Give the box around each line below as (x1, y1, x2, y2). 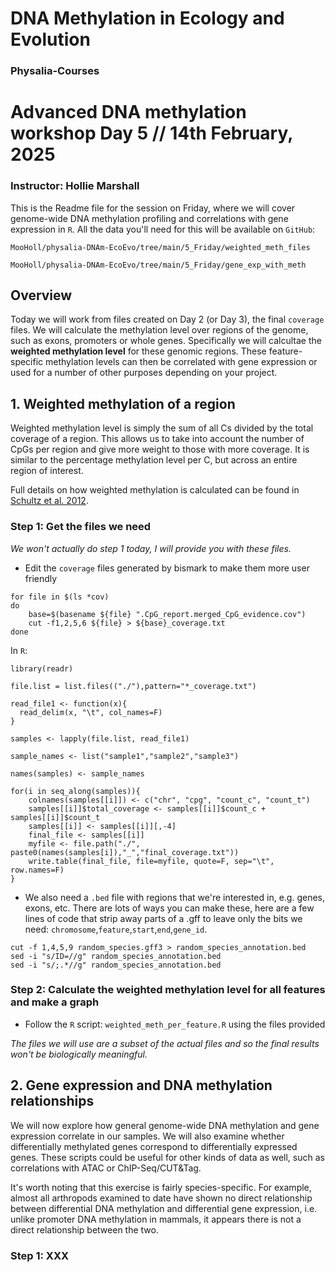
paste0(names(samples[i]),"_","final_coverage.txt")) (10, 847, 240, 857)
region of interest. (10, 465, 84, 477)
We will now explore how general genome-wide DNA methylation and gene (10, 1119, 320, 1131)
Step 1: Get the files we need (10, 520, 152, 534)
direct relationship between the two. (10, 1223, 159, 1236)
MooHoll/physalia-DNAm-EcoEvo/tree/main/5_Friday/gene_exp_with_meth (10, 260, 307, 270)
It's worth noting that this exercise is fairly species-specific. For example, (10, 1181, 312, 1193)
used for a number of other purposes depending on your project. (10, 367, 278, 379)
